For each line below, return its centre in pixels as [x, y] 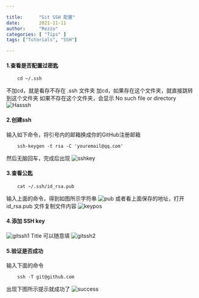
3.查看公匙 [20, 173]
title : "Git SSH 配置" [41, 17]
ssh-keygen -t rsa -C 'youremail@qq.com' [70, 146]
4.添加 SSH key [26, 221]
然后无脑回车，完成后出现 [38, 158]
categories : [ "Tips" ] [36, 34]
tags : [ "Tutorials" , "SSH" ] [42, 40]
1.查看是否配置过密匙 [32, 65]
